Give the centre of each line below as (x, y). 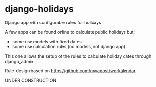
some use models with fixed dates (47, 41)
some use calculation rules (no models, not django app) (69, 46)
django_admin (19, 61)
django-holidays (39, 9)
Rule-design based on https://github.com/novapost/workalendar (70, 71)
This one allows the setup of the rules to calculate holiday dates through (78, 56)
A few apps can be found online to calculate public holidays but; (70, 32)
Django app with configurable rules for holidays (53, 22)
